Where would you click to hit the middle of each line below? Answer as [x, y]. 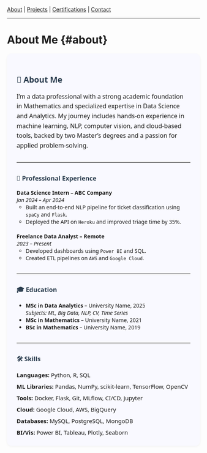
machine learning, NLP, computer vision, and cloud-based [99, 126]
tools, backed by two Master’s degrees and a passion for [97, 136]
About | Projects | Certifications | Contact [59, 9]
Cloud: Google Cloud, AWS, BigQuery [66, 410]
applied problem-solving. [52, 145]
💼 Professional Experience [57, 178]
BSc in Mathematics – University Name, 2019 [83, 328]
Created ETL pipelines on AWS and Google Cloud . [85, 258]
